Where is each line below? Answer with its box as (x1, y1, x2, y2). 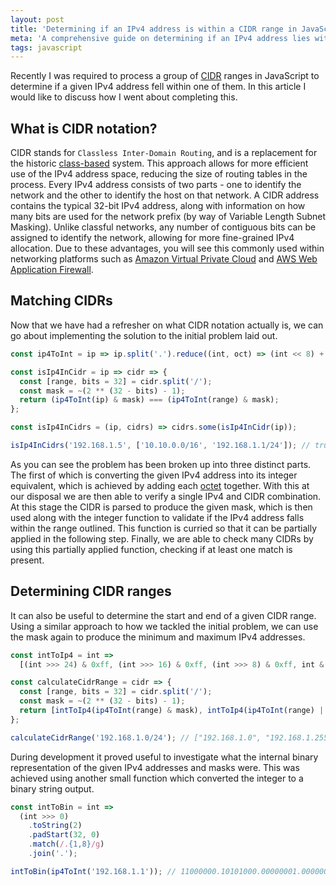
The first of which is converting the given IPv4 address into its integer (10, 469, 298, 481)
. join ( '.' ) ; (28, 849, 78, 859)
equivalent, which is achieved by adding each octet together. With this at (10, 479, 310, 491)
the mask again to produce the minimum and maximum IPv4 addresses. (10, 631, 306, 643)
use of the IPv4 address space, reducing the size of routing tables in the (10, 168, 308, 180)
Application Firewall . (10, 264, 94, 276)
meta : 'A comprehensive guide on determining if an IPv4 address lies (10, 33, 311, 43)
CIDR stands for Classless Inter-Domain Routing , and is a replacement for (10, 147, 318, 159)
